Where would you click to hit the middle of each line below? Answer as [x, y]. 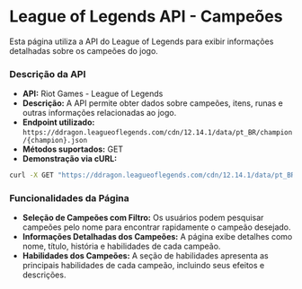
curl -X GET [31, 175]
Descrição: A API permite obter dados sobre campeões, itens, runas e [152, 103]
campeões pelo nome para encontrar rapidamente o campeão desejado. [156, 227]
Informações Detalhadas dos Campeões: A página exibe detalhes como [157, 237]
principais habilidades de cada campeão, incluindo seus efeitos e [143, 266]
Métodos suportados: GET [73, 149]
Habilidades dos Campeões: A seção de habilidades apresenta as [145, 256]
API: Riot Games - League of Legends [93, 94]
